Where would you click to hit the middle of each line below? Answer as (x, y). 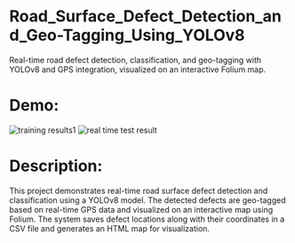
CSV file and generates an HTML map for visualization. (110, 228)
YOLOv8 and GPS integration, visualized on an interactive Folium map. (138, 69)
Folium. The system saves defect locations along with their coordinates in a (147, 219)
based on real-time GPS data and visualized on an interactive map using (141, 209)
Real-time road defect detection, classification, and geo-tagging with (136, 60)
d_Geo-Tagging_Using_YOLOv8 (128, 35)
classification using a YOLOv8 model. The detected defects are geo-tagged (147, 200)
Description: (56, 166)
